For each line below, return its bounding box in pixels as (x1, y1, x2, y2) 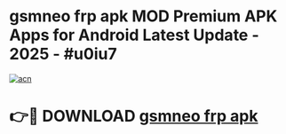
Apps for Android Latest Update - (9, 25, 259, 45)
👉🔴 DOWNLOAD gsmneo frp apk (9, 106, 258, 126)
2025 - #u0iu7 (9, 44, 117, 64)
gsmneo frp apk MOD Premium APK (9, 6, 278, 27)
